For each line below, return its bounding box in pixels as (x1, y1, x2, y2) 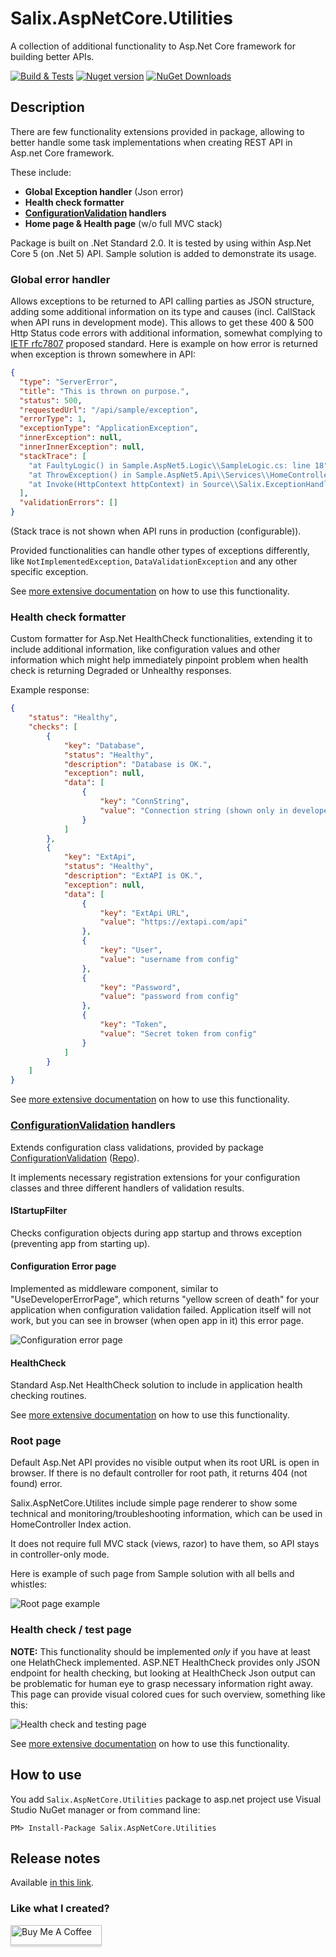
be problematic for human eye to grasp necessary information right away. (10, 1677, 314, 1689)
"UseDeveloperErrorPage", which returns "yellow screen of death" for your (10, 1293, 320, 1305)
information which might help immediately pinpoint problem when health (10, 654, 309, 666)
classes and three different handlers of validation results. (10, 1182, 245, 1194)
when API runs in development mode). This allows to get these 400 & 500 (10, 317, 314, 329)
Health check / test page (10, 1623, 132, 1637)
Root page (10, 1434, 62, 1448)
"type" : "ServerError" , (19, 377, 118, 387)
